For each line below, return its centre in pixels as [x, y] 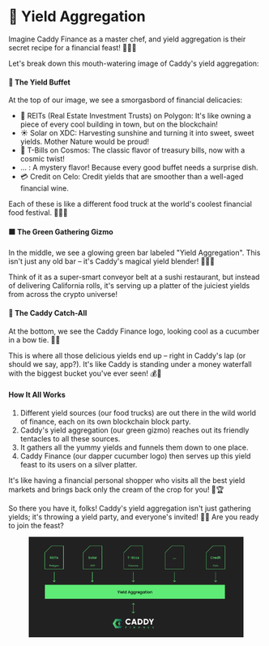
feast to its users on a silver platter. [79, 464]
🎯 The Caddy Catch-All [48, 312]
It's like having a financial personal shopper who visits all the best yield [127, 480]
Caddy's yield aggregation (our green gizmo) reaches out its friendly [134, 430]
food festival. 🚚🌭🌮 [38, 213]
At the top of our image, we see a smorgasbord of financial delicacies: [126, 100]
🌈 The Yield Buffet [39, 82]
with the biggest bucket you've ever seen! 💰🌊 [85, 373]
